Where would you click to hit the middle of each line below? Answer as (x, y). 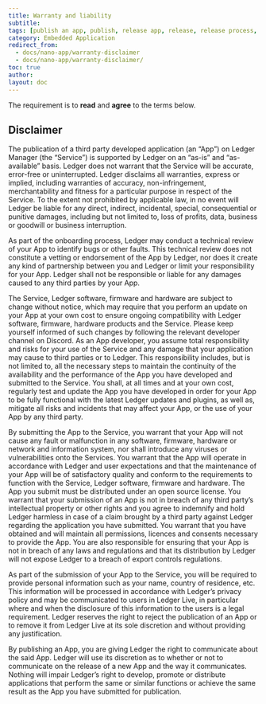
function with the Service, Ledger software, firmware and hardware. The (127, 483)
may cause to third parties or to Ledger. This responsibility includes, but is (129, 358)
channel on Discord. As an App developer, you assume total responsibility (129, 341)
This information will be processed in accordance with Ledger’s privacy (125, 592)
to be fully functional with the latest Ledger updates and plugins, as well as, (132, 400)
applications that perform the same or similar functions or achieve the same (132, 683)
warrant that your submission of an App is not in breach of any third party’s (131, 500)
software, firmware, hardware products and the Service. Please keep (121, 324)
